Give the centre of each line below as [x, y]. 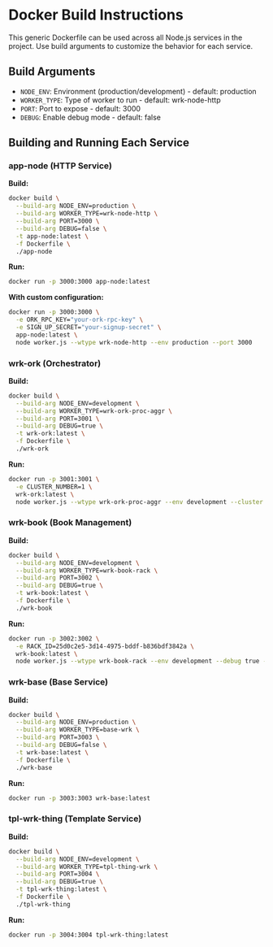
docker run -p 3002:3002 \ [54, 639]
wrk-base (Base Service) [58, 682]
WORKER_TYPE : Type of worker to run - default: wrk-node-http [120, 100]
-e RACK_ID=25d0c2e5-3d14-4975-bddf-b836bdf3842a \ [105, 646]
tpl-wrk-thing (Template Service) [75, 819]
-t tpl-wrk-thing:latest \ [61, 889]
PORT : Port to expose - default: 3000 [80, 108]
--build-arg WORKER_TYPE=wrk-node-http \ [87, 214]
